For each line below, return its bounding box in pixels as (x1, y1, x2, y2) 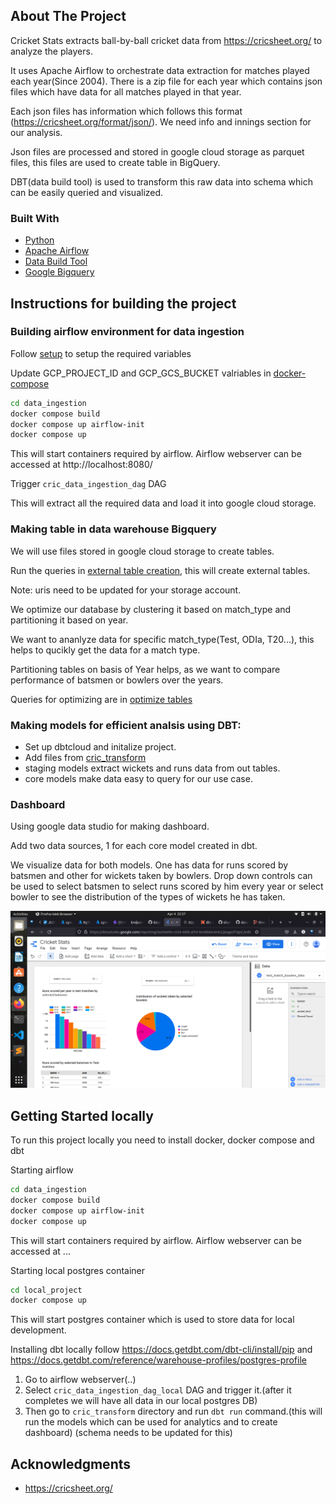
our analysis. (10, 126, 63, 138)
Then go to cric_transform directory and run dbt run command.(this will (24, 1405, 323, 1418)
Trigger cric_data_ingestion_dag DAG (10, 478, 167, 490)
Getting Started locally (10, 1107, 154, 1124)
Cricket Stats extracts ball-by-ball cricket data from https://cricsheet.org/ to (10, 34, 323, 46)
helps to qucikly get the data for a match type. (10, 644, 201, 656)
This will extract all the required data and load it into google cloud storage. (10, 497, 317, 509)
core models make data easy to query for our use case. (24, 772, 253, 784)
